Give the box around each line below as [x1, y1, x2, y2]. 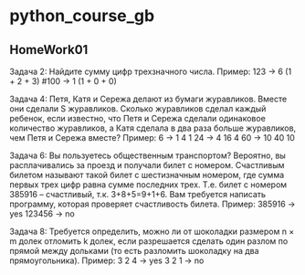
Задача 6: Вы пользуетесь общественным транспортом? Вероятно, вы [9, 150, 286, 161]
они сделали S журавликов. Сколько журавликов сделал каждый [9, 103, 267, 114]
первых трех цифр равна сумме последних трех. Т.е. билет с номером [9, 179, 288, 190]
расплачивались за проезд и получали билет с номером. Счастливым [9, 160, 285, 170]
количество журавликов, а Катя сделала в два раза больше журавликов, [9, 122, 297, 133]
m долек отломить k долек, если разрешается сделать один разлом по [9, 236, 289, 247]
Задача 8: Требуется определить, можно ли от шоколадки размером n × [9, 226, 295, 237]
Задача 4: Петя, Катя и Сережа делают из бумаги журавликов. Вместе [9, 93, 288, 104]
